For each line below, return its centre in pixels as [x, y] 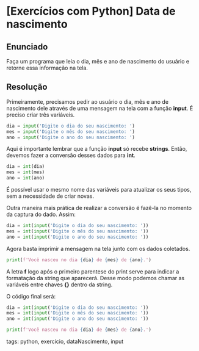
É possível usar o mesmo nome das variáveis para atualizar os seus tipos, [99, 190]
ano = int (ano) [26, 178]
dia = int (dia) [26, 167]
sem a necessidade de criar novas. [50, 196]
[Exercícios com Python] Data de [91, 11]
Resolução [27, 87]
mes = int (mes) [26, 172]
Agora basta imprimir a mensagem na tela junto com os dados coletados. [98, 248]
